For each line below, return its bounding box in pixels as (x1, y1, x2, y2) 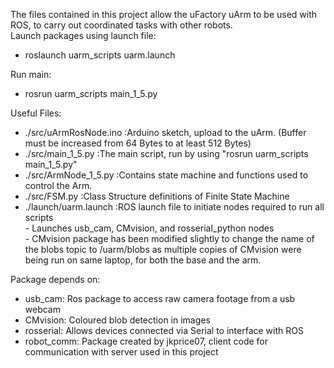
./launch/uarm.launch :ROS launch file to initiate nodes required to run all (24, 201, 325, 213)
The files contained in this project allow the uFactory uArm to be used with (10, 9, 318, 20)
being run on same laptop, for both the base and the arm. (24, 254, 262, 266)
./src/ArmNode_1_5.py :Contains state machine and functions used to (24, 169, 309, 181)
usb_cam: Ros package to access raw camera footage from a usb (24, 293, 296, 304)
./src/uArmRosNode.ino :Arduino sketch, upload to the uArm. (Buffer (24, 127, 307, 138)
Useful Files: (10, 107, 62, 119)
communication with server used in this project (24, 346, 219, 358)
